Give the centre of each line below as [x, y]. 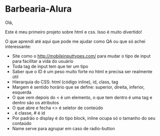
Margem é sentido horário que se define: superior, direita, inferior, [78, 87]
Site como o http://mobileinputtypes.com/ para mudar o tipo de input [81, 56]
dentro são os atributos [36, 102]
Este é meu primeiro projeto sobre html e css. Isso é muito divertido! [74, 32]
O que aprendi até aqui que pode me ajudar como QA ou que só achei [75, 41]
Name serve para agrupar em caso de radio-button [63, 128]
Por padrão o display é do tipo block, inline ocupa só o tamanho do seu [84, 118]
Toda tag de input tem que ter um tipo [50, 66]
